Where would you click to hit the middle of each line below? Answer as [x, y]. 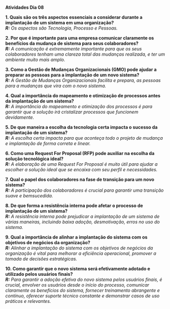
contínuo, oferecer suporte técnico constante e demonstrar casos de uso [82, 296]
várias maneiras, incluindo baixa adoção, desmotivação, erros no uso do [82, 222]
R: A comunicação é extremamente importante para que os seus [74, 49]
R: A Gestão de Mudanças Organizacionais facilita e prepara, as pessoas [83, 80]
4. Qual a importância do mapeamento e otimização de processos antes [83, 96]
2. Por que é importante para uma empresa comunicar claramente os [80, 38]
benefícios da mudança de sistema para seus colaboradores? [72, 43]
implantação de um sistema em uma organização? [59, 23]
